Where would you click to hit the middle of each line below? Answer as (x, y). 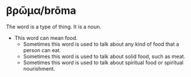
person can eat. (42, 50)
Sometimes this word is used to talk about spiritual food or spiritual (103, 63)
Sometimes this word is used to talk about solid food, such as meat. (104, 56)
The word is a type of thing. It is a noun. (54, 27)
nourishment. (39, 68)
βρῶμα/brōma (41, 11)
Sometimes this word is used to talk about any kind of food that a (101, 44)
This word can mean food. (46, 38)
